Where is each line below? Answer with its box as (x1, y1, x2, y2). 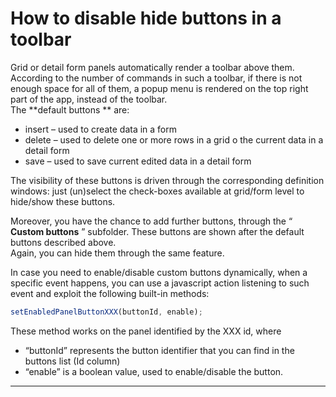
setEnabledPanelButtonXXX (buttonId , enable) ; (10, 307, 203, 317)
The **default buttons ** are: (10, 103, 130, 116)
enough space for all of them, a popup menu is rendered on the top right (10, 82, 309, 94)
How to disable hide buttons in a (10, 7, 282, 30)
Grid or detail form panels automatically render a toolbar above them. (10, 61, 295, 73)
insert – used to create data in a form (24, 123, 178, 135)
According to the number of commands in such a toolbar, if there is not (10, 72, 303, 84)
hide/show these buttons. (10, 195, 116, 207)
